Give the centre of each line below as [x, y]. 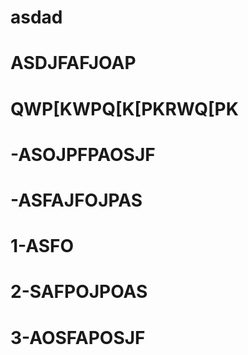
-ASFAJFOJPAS [76, 200]
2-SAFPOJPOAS [79, 292]
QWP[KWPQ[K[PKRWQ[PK [124, 108]
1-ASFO [42, 246]
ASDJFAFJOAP [73, 63]
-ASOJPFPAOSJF [83, 154]
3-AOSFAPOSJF [78, 337]
